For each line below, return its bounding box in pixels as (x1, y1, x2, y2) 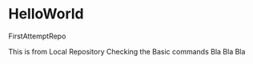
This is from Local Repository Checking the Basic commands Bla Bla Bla (8, 46, 246, 56)
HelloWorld (8, 5, 84, 23)
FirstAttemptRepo (8, 31, 66, 41)
